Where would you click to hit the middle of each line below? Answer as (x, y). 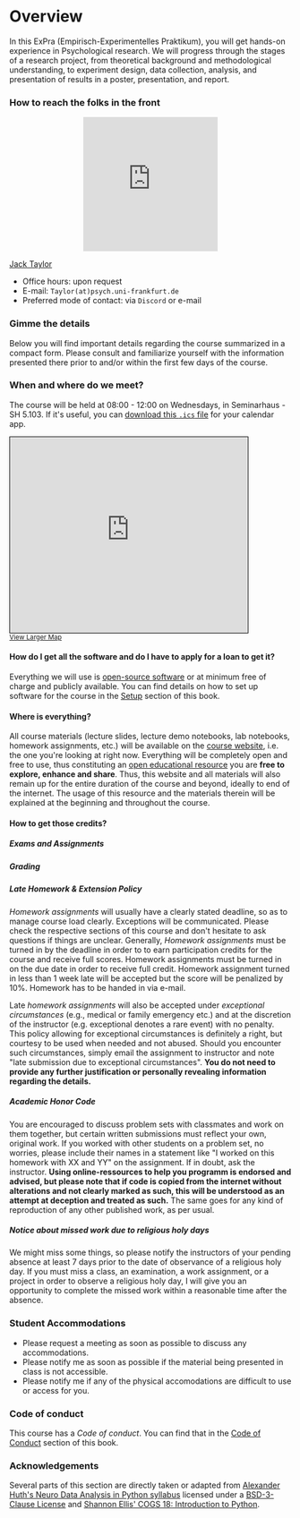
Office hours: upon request (72, 281)
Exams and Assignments (57, 844)
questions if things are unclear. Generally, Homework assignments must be (148, 940)
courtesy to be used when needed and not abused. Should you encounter (146, 1043)
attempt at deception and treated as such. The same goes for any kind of (146, 1200)
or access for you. (56, 1390)
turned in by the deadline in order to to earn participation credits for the (141, 950)
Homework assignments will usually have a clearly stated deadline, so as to (149, 911)
